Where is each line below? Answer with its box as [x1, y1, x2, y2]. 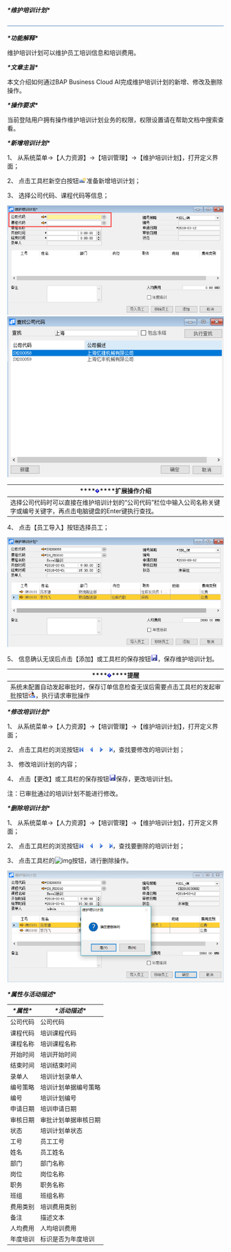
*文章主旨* [7, 63, 38, 71]
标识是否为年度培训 [40, 1235, 95, 1243]
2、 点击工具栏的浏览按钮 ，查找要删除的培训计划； [7, 842, 186, 850]
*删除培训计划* [7, 804, 50, 812]
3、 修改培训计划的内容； [7, 760, 79, 768]
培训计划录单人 [40, 1072, 82, 1080]
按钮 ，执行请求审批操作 [16, 691, 90, 700]
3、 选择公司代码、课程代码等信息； [7, 191, 109, 199]
